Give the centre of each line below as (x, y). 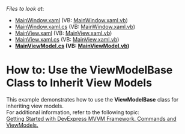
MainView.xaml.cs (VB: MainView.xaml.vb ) (67, 39)
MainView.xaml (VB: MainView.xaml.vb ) (63, 33)
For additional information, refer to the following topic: (73, 112)
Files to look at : (25, 9)
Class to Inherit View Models (79, 83)
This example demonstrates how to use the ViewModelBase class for (92, 99)
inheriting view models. (35, 106)
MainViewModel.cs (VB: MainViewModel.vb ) (72, 46)
